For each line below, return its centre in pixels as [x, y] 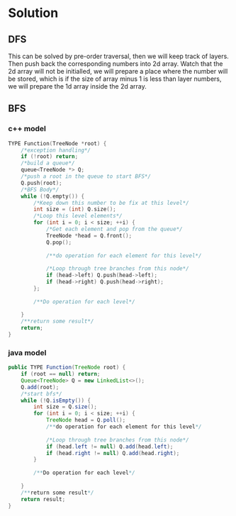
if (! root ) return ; [50, 157]
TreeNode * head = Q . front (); [89, 235]
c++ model [27, 129]
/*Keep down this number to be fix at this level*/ [112, 203]
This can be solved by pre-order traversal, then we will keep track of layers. [118, 56]
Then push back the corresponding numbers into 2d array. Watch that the [116, 64]
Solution [33, 13]
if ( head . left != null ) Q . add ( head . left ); [109, 447]
